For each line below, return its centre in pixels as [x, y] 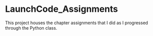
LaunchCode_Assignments [61, 9]
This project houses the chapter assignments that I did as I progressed [77, 23]
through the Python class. [31, 28]
